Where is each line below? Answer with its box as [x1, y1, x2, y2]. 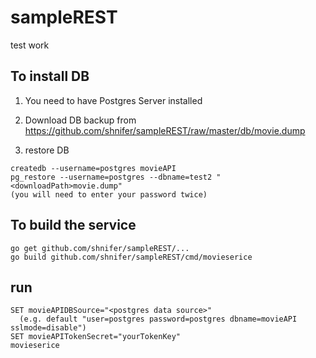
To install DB [10, 68, 90, 85]
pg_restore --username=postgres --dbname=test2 [10, 172, 213, 182]
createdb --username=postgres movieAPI [10, 163, 177, 173]
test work [10, 39, 50, 51]
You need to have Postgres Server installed [24, 94, 203, 106]
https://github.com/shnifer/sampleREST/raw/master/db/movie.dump [24, 124, 306, 136]
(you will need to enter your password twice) [10, 189, 208, 200]
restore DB [24, 144, 70, 156]
